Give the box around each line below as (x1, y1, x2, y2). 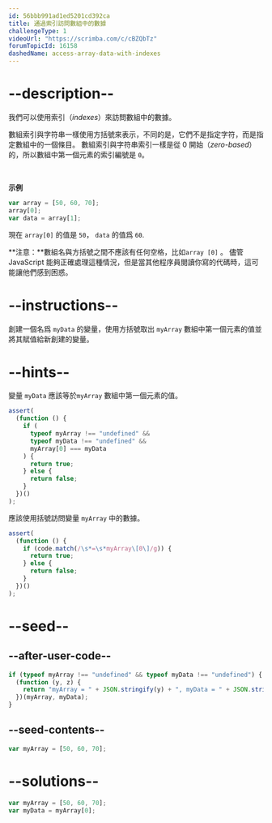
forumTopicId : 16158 (8, 42, 79, 50)
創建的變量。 (50, 334, 94, 344)
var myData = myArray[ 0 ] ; (8, 806, 96, 815)
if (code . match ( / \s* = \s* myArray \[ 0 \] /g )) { (23, 544, 172, 552)
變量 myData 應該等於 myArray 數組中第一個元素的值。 (8, 391, 182, 401)
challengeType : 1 (8, 27, 67, 35)
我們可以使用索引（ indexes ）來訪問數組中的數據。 (8, 112, 176, 122)
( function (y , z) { (15, 678, 82, 686)
